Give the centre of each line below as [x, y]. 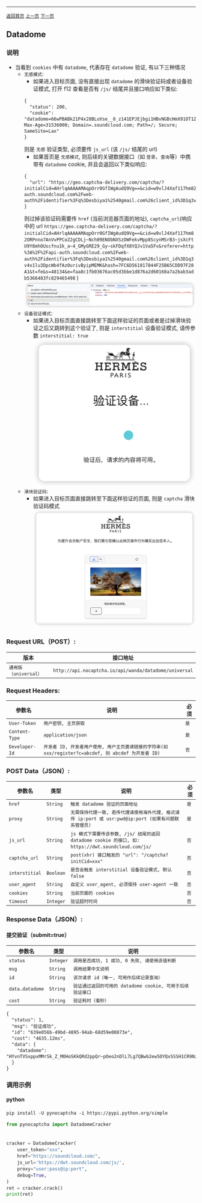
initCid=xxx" [87, 861]
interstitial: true [64, 336]
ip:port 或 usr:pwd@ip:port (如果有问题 [126, 819]
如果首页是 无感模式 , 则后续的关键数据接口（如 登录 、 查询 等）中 [109, 156]
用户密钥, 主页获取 [64, 724]
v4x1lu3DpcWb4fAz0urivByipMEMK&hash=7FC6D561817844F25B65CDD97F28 [109, 265]
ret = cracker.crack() [35, 1188]
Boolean [56, 873]
